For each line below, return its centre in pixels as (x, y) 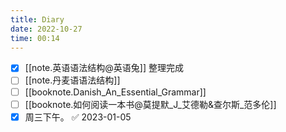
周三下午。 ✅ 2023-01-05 (78, 117)
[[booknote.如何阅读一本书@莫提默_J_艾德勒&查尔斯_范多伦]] (150, 104)
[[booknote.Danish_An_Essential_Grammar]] (115, 92)
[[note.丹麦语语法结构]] (72, 80)
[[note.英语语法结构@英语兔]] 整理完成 (104, 68)
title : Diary (37, 19)
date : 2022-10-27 (46, 29)
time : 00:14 (35, 38)
